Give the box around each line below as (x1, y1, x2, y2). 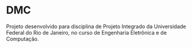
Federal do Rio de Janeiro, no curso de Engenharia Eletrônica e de (6, 29, 167, 36)
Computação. (6, 35, 39, 42)
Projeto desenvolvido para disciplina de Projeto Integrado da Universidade (6, 23, 187, 30)
